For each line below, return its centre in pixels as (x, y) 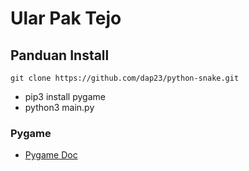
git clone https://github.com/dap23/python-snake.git (125, 78)
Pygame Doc (51, 155)
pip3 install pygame (65, 96)
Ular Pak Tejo (66, 18)
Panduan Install (60, 55)
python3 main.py (59, 107)
